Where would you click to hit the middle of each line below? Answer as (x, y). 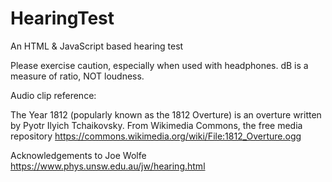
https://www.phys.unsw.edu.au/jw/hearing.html (108, 166)
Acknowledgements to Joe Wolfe (78, 155)
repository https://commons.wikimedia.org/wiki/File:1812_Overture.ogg (156, 136)
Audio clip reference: (53, 95)
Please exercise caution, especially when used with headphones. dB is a (159, 65)
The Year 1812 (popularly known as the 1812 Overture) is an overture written (166, 114)
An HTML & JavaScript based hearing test (97, 46)
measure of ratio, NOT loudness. (77, 76)
